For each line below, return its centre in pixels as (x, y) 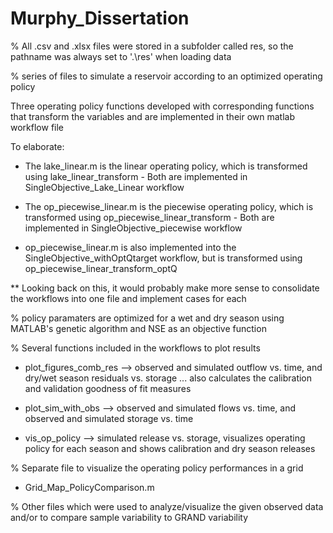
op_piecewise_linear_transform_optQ (101, 268)
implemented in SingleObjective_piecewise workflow (133, 228)
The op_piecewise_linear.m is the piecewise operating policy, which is (169, 206)
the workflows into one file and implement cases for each (128, 298)
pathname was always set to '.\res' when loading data (121, 56)
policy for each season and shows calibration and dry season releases (170, 448)
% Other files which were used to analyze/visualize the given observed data (167, 506)
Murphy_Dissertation (100, 18)
